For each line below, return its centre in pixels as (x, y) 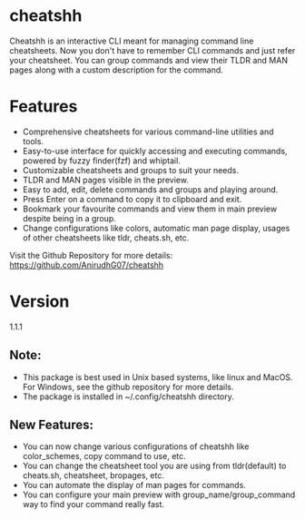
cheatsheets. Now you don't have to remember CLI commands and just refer (152, 50)
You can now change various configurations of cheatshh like (136, 446)
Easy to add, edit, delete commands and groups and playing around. (150, 189)
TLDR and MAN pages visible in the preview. (105, 180)
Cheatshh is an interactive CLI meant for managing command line (132, 41)
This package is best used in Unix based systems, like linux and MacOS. (157, 377)
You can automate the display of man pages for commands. (134, 485)
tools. (33, 141)
